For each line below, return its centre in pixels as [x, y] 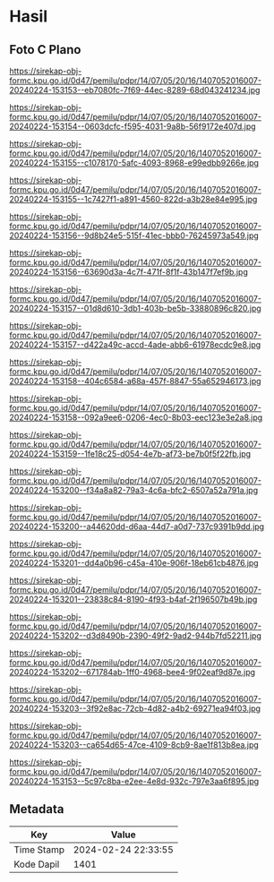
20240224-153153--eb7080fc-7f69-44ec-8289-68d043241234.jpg [135, 90]
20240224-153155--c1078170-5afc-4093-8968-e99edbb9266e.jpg [134, 163]
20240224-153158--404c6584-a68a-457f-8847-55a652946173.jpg [135, 381]
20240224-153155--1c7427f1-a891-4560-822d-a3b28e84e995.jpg [133, 199]
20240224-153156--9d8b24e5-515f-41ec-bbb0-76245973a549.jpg [134, 235]
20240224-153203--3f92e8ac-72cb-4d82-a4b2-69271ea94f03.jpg [135, 708]
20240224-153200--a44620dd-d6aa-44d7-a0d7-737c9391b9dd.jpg [137, 527]
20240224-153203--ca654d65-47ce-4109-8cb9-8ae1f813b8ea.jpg [134, 745]
